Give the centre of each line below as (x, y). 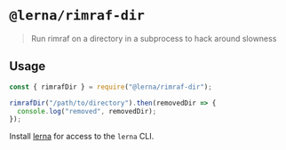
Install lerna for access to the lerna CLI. (82, 137)
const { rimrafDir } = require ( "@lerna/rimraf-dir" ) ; (111, 87)
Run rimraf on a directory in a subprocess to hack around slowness (154, 38)
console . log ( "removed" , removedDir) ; (87, 111)
